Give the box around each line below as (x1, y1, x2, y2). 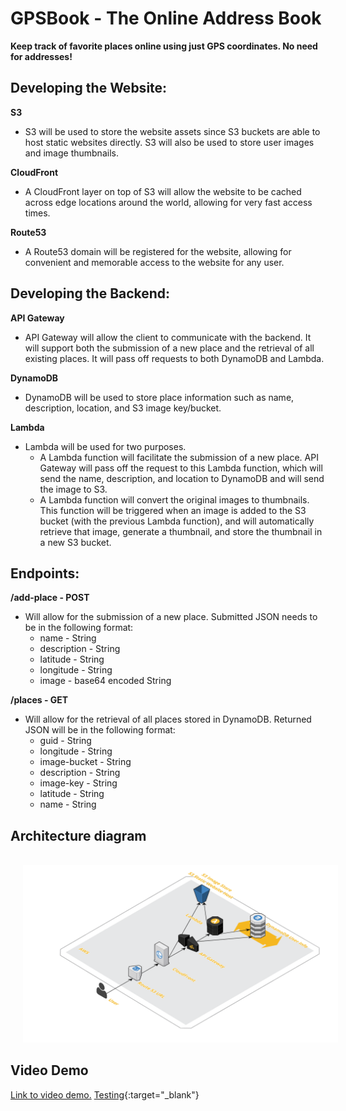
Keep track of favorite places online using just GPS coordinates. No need (10, 40, 318, 52)
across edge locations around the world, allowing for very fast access (24, 196, 313, 208)
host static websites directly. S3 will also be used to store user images (24, 136, 315, 148)
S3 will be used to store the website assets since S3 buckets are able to (24, 125, 321, 137)
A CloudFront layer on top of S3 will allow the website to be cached (24, 185, 302, 197)
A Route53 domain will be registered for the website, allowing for (24, 245, 292, 257)
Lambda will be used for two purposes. (24, 440, 187, 452)
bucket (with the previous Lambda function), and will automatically (39, 515, 315, 527)
